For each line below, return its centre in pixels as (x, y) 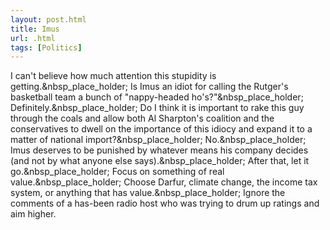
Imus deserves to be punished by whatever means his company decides (159, 150)
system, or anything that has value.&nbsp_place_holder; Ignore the (148, 193)
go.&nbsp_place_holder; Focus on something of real (117, 172)
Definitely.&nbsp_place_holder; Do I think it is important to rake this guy (157, 108)
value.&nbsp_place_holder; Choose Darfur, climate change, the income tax (164, 182)
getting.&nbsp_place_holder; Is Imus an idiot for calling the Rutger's (149, 87)
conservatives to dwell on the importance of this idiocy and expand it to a (161, 129)
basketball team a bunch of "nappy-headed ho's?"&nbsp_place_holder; (157, 97)
